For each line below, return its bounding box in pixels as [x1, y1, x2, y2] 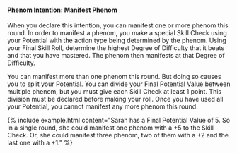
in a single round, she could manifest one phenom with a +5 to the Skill [7, 123, 214, 132]
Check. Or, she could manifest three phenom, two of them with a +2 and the [7, 131, 229, 140]
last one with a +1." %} [7, 138, 73, 147]
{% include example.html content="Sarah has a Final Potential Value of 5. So [7, 116, 231, 125]
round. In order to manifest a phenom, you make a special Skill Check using [7, 29, 228, 37]
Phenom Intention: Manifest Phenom [7, 6, 118, 14]
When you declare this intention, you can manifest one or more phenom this [7, 21, 229, 30]
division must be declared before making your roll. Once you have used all [7, 95, 224, 104]
